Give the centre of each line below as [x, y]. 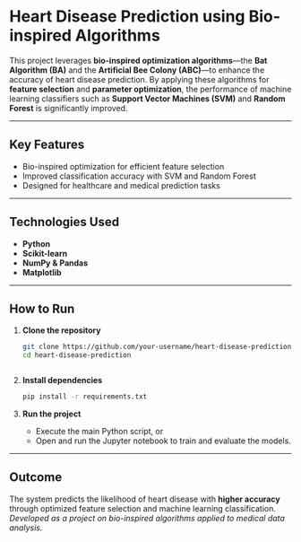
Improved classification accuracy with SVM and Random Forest [139, 176]
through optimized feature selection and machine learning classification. [142, 508]
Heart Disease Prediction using [127, 17]
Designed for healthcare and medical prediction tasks [121, 185]
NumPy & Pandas [55, 263]
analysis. [26, 528]
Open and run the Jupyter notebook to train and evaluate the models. [163, 441]
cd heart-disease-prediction [77, 355]
